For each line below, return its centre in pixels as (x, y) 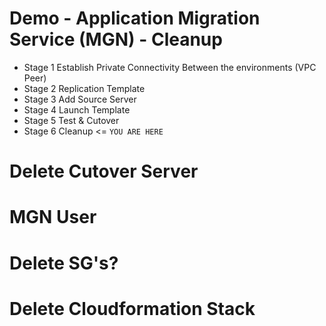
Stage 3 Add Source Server (80, 99)
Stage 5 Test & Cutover (71, 120)
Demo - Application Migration (135, 18)
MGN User (53, 217)
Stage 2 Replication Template (84, 88)
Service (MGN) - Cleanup (116, 39)
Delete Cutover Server (104, 171)
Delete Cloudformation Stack (132, 308)
